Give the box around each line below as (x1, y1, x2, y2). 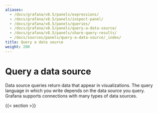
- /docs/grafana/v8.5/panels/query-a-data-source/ (9, 26, 117, 31)
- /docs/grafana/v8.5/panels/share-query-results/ (9, 30, 117, 35)
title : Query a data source (5, 40, 64, 45)
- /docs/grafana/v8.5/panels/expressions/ (9, 12, 99, 17)
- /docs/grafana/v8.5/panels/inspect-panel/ (9, 16, 104, 21)
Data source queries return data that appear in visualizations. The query (5, 82, 153, 88)
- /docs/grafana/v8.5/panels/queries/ (9, 21, 91, 26)
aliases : (5, 7, 23, 12)
